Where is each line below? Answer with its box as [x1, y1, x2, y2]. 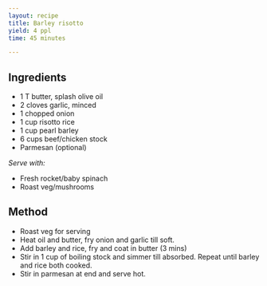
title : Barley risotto [8, 19, 84, 27]
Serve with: [8, 158, 45, 168]
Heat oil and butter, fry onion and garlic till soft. [19, 235, 175, 244]
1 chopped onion [19, 109, 75, 118]
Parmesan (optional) [19, 143, 87, 153]
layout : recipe [8, 11, 59, 20]
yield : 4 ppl [8, 26, 52, 34]
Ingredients [8, 70, 67, 84]
